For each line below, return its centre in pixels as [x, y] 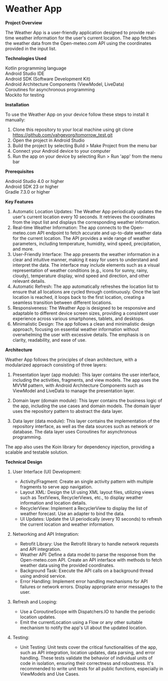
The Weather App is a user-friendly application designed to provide [75, 32]
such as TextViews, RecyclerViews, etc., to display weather [81, 498]
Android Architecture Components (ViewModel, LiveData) [65, 84]
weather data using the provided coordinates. [67, 565]
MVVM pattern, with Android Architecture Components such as [78, 385]
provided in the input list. [31, 48]
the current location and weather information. [67, 524]
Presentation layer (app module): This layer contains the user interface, [86, 375]
